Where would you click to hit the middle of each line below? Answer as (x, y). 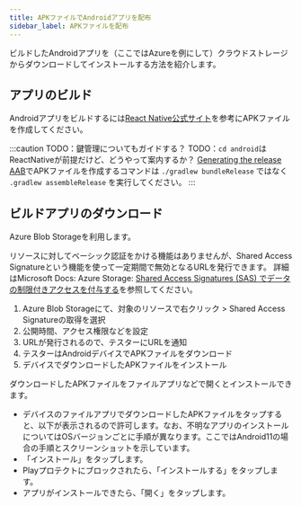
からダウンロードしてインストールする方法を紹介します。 (115, 64)
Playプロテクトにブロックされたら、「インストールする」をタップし (146, 470)
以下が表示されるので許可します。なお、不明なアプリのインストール (164, 426)
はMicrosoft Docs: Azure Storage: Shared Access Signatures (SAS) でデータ (150, 279)
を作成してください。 (49, 129)
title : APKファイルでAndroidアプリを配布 (80, 18)
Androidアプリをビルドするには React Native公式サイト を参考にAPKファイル (150, 119)
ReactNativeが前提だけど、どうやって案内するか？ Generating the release (146, 160)
